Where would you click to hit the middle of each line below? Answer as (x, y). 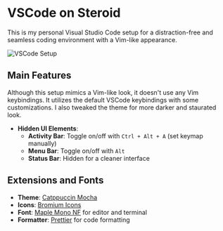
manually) (42, 143)
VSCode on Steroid (64, 13)
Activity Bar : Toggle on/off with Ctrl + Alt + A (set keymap (115, 136)
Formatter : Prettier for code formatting (74, 220)
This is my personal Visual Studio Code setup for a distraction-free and (110, 32)
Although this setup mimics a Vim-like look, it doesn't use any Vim (103, 92)
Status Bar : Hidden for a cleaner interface (89, 158)
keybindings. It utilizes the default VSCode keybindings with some (103, 100)
